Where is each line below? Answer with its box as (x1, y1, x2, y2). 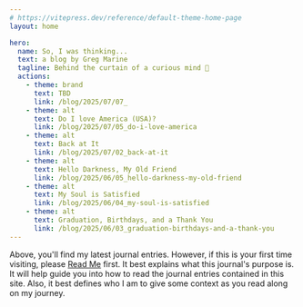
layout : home (9, 22, 59, 31)
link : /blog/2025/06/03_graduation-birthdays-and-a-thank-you (33, 223, 275, 233)
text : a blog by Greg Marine (17, 55, 128, 64)
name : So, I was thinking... (17, 46, 128, 55)
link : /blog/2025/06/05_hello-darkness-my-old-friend (33, 173, 243, 183)
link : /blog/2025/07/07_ (33, 97, 128, 106)
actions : (17, 72, 51, 82)
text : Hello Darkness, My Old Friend (33, 164, 177, 173)
